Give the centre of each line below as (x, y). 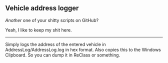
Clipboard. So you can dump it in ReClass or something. (63, 55)
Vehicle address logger (42, 8)
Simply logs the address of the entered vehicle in (55, 44)
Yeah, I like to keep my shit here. (38, 30)
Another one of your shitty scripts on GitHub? (52, 20)
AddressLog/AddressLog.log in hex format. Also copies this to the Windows (83, 49)
